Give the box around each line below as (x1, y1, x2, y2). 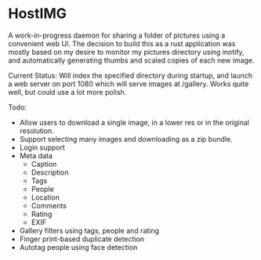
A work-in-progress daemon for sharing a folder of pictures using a (8, 31, 226, 40)
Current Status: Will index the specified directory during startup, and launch (8, 70, 253, 80)
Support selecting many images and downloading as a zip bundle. (19, 134, 233, 143)
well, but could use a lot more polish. (8, 87, 127, 96)
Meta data (19, 150, 53, 161)
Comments (31, 200, 67, 210)
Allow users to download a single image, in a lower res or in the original (19, 117, 249, 127)
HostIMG (8, 5, 67, 23)
